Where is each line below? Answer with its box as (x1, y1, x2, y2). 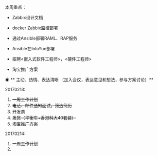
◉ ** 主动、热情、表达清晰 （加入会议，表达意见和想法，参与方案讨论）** (5, 77, 154, 82)
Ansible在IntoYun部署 (12, 46, 55, 51)
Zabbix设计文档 (12, 15, 43, 20)
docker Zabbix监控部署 (12, 25, 58, 31)
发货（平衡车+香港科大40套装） (12, 115, 76, 120)
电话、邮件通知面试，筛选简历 (12, 103, 72, 108)
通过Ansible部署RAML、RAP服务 (12, 36, 78, 41)
